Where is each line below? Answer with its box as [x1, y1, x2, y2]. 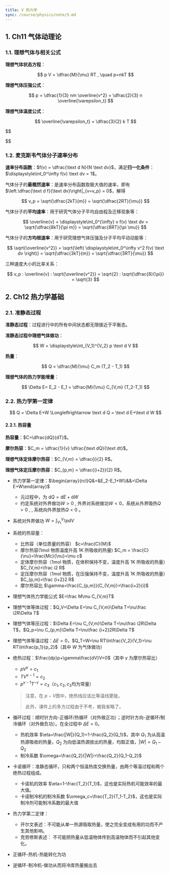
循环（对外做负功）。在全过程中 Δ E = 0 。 [17, 721, 103, 727]
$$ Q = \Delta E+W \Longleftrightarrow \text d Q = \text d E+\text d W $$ [9, 410, 162, 416]
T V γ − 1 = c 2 [20, 672, 45, 681]
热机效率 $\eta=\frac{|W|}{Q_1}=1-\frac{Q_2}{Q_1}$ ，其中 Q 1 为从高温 [20, 731, 165, 739]
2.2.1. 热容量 [5, 422, 32, 428]
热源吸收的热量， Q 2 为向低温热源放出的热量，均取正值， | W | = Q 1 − [20, 738, 161, 746]
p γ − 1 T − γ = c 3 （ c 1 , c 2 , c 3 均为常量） [20, 680, 94, 688]
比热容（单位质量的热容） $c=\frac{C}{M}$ [20, 541, 111, 547]
